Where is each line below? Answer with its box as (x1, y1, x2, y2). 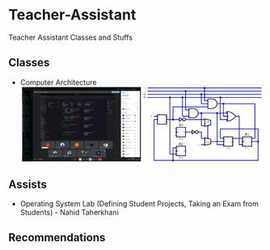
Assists (8, 177, 47, 191)
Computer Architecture (19, 77, 97, 87)
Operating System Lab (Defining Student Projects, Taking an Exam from (19, 199, 259, 209)
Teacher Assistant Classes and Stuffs (8, 32, 133, 42)
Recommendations (8, 231, 106, 244)
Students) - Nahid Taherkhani (19, 208, 119, 218)
